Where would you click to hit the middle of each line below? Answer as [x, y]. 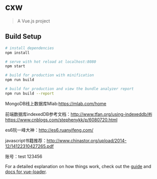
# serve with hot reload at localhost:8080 [51, 62]
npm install [17, 53]
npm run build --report [30, 93]
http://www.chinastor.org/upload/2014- [87, 140]
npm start [15, 66]
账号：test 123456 [24, 156]
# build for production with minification [50, 75]
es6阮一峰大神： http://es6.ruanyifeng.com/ [49, 130]
